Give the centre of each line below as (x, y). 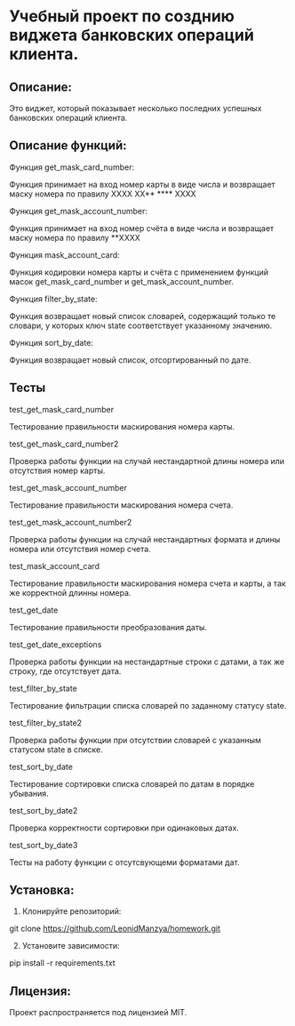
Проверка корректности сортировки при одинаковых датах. (124, 828)
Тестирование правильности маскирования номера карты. (122, 426)
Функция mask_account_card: (64, 254)
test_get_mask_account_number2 (71, 522)
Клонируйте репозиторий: (72, 911)
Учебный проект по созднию (122, 16)
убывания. (29, 793)
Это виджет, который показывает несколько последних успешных (136, 108)
